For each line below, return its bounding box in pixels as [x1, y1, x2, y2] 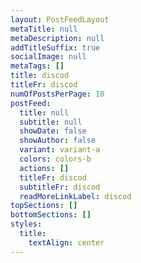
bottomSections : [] [10, 210, 92, 220]
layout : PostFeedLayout [10, 14, 110, 25]
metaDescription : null [10, 33, 105, 43]
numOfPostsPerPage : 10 [10, 89, 105, 99]
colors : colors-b [19, 154, 92, 164]
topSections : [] [10, 201, 78, 211]
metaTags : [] [10, 61, 65, 71]
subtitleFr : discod [19, 182, 101, 192]
